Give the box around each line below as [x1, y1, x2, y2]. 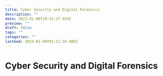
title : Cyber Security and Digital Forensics [5, 7, 100, 12]
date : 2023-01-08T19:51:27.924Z [5, 16, 71, 21]
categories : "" [5, 35, 36, 40]
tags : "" [5, 30, 23, 35]
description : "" [5, 12, 38, 17]
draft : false [5, 25, 32, 30]
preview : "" [5, 21, 29, 26]
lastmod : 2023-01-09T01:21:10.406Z [5, 39, 78, 44]
